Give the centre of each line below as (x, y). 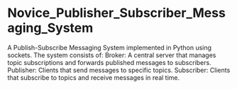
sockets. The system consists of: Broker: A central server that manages (112, 55)
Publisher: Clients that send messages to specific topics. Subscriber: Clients (119, 70)
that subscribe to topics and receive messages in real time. (94, 77)
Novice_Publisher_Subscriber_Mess (116, 13)
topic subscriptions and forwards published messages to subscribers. (109, 62)
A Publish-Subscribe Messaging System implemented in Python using (109, 47)
